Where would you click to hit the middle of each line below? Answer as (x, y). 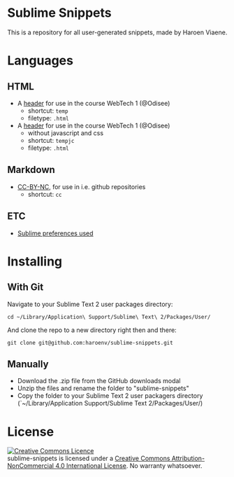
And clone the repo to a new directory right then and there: (92, 330)
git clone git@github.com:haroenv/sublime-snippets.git (90, 343)
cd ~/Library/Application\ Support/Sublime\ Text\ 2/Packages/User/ (109, 317)
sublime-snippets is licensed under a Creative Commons (89, 458)
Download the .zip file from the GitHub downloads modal (99, 381)
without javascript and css (65, 133)
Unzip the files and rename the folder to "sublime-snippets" (103, 388)
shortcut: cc (45, 194)
